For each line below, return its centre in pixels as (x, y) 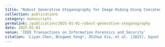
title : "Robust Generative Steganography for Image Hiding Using (73, 10)
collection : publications (31, 14)
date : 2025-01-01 (23, 28)
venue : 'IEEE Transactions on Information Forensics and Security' (76, 32)
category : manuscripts (28, 19)
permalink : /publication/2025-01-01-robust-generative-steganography (78, 23)
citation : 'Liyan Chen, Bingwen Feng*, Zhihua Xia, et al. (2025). (76, 37)
